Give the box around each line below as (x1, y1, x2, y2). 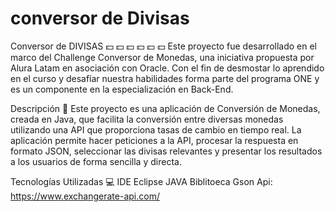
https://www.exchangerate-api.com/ (10, 190, 160, 202)
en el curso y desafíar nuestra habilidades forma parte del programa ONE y (10, 72, 320, 84)
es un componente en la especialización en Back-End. (10, 83, 234, 95)
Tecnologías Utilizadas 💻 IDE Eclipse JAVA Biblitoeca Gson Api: (10, 175, 273, 187)
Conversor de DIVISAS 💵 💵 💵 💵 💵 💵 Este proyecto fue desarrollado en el (10, 40, 317, 52)
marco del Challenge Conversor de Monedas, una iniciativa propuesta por (10, 51, 315, 63)
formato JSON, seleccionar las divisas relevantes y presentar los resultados (10, 145, 323, 157)
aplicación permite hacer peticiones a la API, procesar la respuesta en (10, 134, 299, 146)
